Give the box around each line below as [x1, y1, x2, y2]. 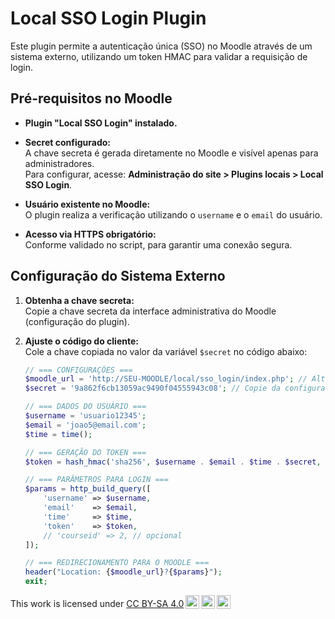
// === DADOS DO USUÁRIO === [24, 402, 147, 412]
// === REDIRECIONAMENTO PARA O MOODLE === [24, 558, 210, 568]
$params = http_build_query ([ [24, 484, 152, 494]
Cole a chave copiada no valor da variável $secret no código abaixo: [24, 345, 308, 357]
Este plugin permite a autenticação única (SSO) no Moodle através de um [10, 40, 313, 52]
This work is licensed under [10, 598, 125, 610]
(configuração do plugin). [24, 315, 130, 327]
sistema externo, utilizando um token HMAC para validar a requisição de [10, 50, 308, 62]
